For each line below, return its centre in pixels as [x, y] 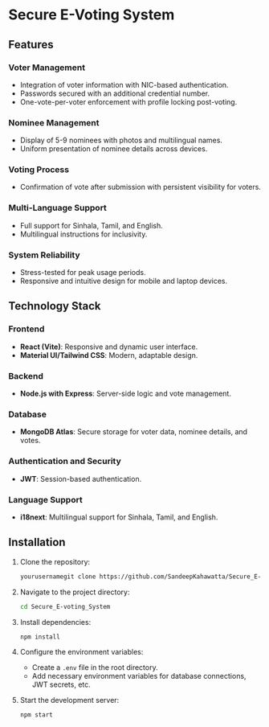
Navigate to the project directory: [75, 592]
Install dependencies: [55, 622]
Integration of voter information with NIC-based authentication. [124, 84]
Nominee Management [54, 122]
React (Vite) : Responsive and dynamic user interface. [109, 347]
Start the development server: [69, 700]
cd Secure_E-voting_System [65, 606]
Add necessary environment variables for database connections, [139, 676]
